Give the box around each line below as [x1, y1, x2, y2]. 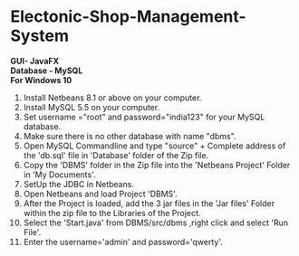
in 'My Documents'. [23, 169, 96, 180]
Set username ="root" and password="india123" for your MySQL [23, 111, 265, 122]
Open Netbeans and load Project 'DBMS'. [23, 188, 178, 199]
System [10, 25, 70, 46]
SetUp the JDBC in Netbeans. [23, 178, 135, 189]
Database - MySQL [10, 65, 83, 76]
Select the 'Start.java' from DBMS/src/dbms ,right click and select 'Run [23, 217, 289, 228]
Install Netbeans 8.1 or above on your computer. [23, 92, 202, 103]
